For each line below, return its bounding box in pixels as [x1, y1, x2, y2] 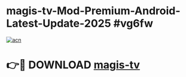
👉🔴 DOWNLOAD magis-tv [6, 58, 141, 72]
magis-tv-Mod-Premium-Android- [6, 4, 181, 18]
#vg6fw [113, 17, 154, 30]
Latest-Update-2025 [6, 17, 112, 30]
